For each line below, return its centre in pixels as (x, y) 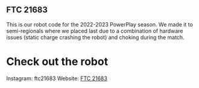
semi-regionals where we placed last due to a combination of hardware (95, 31)
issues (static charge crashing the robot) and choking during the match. (96, 37)
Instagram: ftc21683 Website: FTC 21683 (57, 78)
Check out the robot (57, 61)
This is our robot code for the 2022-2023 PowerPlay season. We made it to (99, 24)
